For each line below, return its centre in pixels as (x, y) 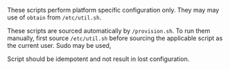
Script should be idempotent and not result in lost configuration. (98, 59)
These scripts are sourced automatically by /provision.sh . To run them (109, 31)
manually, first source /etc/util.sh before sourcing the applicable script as (115, 38)
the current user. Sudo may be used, (59, 45)
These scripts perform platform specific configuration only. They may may (113, 10)
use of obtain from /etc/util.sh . (54, 17)
